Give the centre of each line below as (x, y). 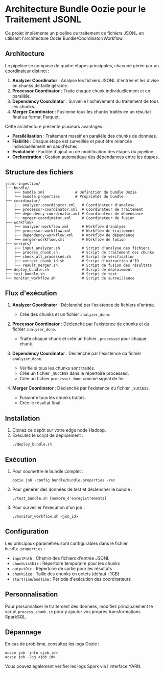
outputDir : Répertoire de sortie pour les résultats (62, 568)
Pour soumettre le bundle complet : (48, 471)
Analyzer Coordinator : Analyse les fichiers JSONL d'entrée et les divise (85, 80)
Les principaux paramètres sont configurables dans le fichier (67, 543)
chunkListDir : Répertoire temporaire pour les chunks (66, 563)
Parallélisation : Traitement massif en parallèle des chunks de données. (85, 136)
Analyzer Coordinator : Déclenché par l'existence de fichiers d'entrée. (83, 305)
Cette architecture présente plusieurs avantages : (55, 126)
